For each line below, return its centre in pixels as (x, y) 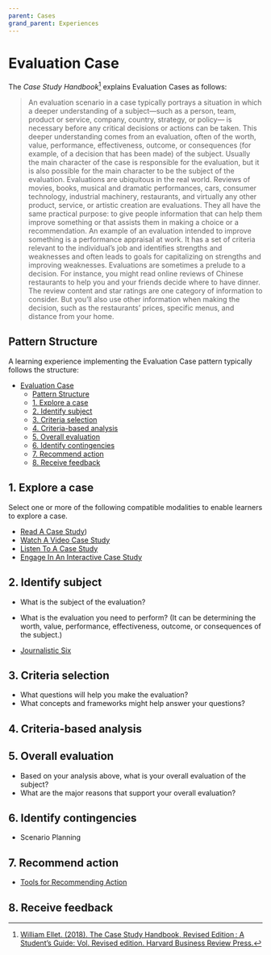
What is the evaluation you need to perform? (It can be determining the (138, 617)
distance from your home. (71, 317)
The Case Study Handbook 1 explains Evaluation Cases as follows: (118, 86)
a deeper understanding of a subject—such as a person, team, (132, 111)
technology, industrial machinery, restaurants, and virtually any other (142, 197)
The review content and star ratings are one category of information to (145, 291)
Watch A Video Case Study (65, 540)
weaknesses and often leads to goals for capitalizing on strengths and (145, 257)
